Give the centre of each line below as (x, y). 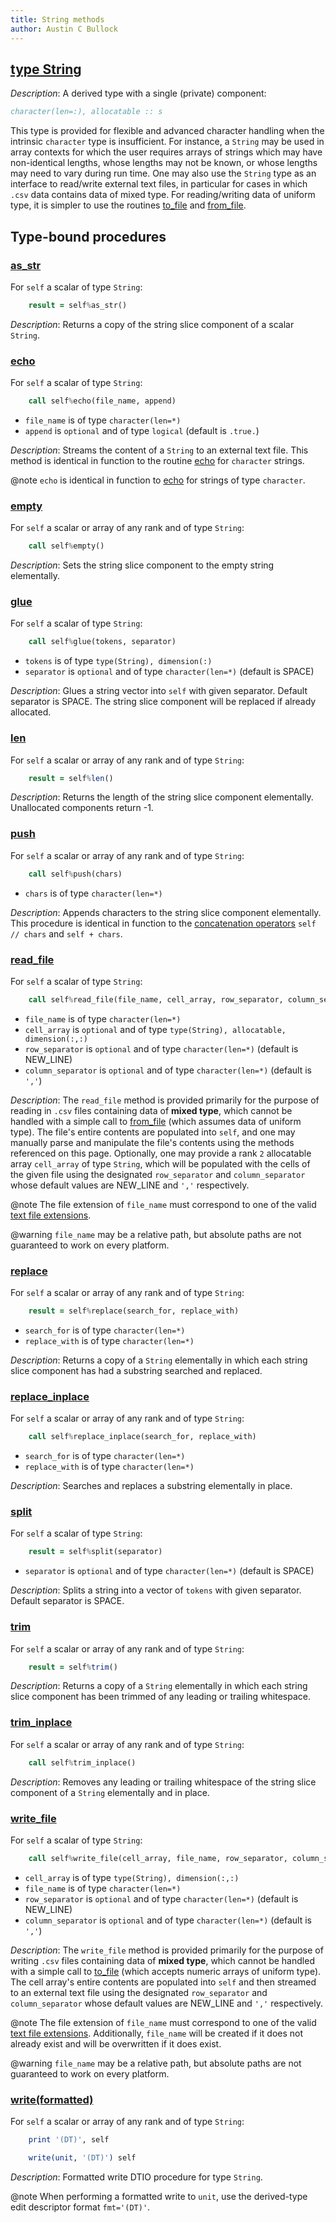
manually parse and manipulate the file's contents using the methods (152, 1142)
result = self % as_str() (78, 305)
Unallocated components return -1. (82, 808)
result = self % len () (71, 778)
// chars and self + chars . (66, 933)
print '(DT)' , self (69, 2140)
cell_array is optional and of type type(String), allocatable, (155, 1029)
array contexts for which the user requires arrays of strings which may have (166, 152)
